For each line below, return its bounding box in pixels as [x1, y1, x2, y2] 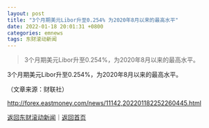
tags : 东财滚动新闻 [7, 36, 57, 43]
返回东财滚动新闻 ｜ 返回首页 [7, 113, 87, 122]
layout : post [7, 10, 45, 17]
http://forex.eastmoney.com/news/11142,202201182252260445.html [7, 99, 202, 107]
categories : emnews [7, 29, 64, 37]
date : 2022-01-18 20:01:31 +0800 [7, 23, 104, 30]
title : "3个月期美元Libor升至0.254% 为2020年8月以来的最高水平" [7, 17, 179, 24]
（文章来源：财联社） [7, 85, 68, 93]
